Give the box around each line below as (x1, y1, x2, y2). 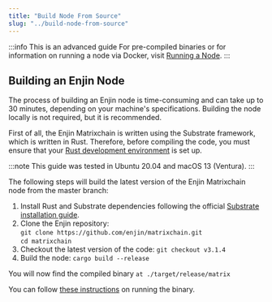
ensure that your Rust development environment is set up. (8, 145, 203, 155)
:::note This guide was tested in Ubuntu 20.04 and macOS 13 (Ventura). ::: (8, 162, 255, 171)
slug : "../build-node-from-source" (8, 19, 129, 28)
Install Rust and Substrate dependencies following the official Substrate (19, 201, 260, 211)
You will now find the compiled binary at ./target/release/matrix (8, 269, 231, 278)
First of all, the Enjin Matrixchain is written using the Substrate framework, (8, 128, 256, 138)
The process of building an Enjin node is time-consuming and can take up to (8, 95, 264, 106)
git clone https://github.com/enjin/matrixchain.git (19, 229, 203, 237)
